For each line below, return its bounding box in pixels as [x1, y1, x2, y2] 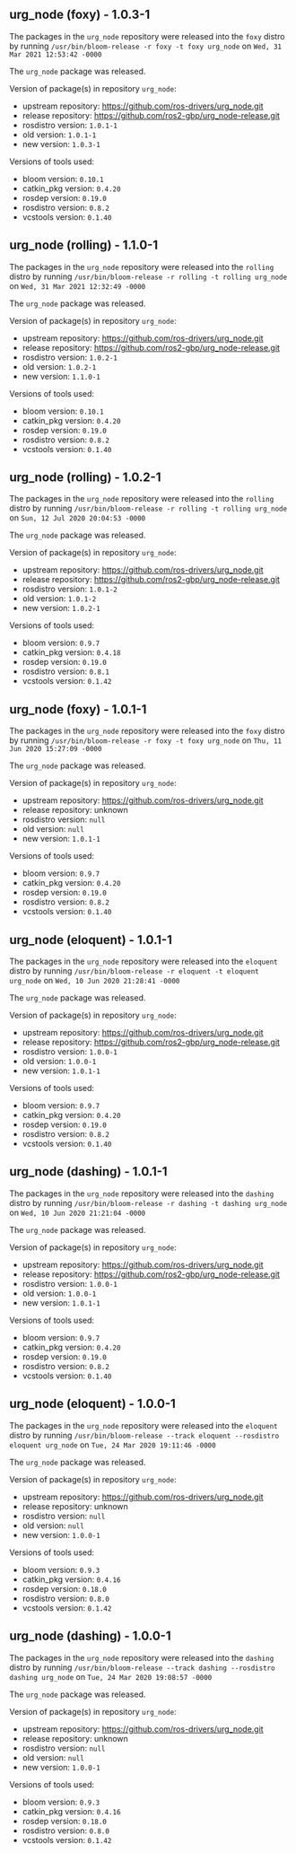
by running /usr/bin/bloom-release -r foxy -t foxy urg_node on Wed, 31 [9, 40, 283, 51]
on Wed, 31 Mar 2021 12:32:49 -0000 [9, 280, 146, 291]
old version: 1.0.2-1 [22, 361, 97, 371]
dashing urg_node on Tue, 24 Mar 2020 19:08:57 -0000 [9, 1671, 213, 1682]
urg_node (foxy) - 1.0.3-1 [9, 7, 151, 22]
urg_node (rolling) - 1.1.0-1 [9, 238, 159, 253]
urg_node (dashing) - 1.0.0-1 [9, 1629, 171, 1644]
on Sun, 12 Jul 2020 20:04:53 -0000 [9, 512, 146, 523]
